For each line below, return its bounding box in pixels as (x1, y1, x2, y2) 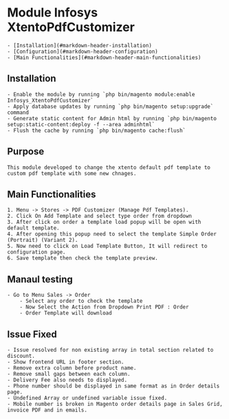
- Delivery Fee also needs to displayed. (7, 376, 128, 383)
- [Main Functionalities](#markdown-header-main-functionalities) (7, 54, 201, 61)
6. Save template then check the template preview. (7, 255, 158, 262)
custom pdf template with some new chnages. (7, 170, 137, 177)
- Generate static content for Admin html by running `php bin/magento (7, 115, 217, 122)
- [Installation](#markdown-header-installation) (7, 42, 153, 49)
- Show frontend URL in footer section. (7, 359, 125, 365)
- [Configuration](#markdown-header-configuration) (7, 48, 158, 55)
